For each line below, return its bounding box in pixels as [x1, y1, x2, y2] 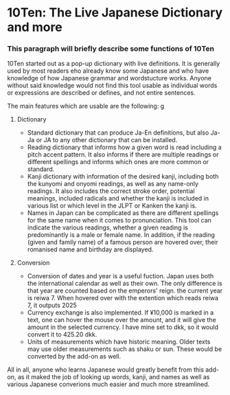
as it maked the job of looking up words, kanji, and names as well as [17, 373, 210, 381]
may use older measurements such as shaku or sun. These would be [27, 345, 222, 353]
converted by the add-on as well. [27, 352, 122, 361]
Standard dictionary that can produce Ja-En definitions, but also [27, 128, 209, 137]
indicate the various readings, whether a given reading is [27, 223, 189, 232]
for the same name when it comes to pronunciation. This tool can [27, 216, 211, 225]
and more [7, 19, 63, 35]
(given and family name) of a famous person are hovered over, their [27, 238, 218, 247]
